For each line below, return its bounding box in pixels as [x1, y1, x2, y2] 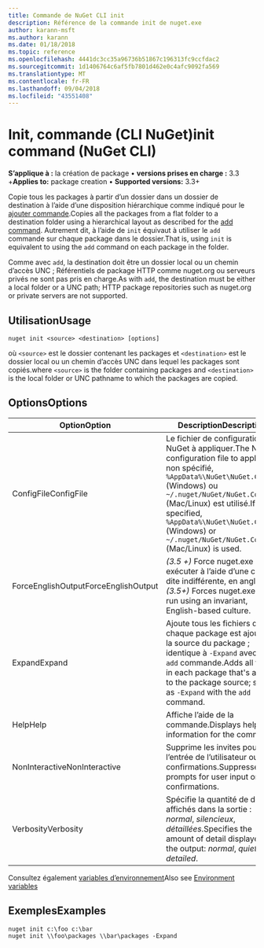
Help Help [12, 719, 47, 730]
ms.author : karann [8, 33, 68, 42]
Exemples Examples [8, 904, 106, 917]
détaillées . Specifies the [166, 823, 253, 834]
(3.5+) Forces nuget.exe [166, 585, 256, 596]
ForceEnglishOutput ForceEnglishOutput [12, 580, 159, 591]
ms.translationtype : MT [8, 70, 86, 78]
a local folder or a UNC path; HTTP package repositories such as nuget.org [8, 282, 251, 292]
